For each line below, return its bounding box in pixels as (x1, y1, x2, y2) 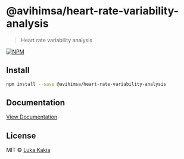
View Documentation (6, 113, 58, 120)
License (6, 130, 36, 141)
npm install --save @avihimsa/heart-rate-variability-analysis (6, 81, 167, 87)
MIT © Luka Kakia (6, 146, 51, 154)
